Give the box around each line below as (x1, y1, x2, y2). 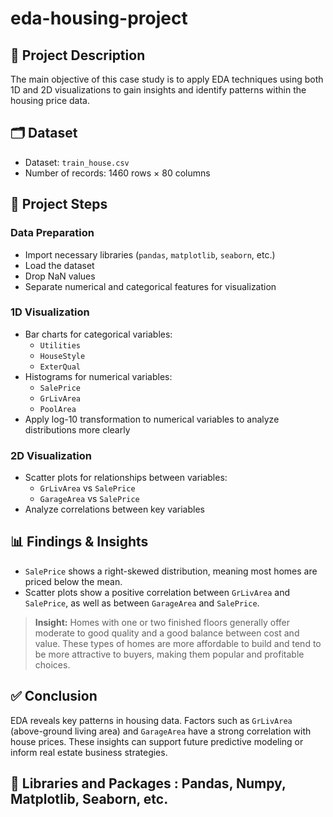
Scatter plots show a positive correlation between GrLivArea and (24, 586, 290, 598)
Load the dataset (24, 259, 95, 271)
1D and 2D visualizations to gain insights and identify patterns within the (10, 84, 307, 96)
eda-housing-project (10, 7, 188, 30)
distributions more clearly (24, 423, 131, 436)
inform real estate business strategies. (10, 746, 168, 758)
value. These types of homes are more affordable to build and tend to (34, 637, 322, 649)
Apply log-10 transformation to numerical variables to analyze (24, 413, 280, 425)
